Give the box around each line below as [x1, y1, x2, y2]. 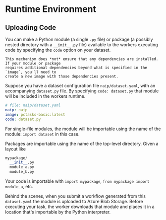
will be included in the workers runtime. [5, 93, 86, 99]
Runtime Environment [5, 3, 97, 15]
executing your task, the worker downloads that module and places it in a [5, 204, 155, 210]
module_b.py [9, 169, 35, 174]
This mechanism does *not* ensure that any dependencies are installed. [5, 57, 159, 62]
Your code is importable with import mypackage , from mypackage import [5, 178, 150, 184]
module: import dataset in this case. [5, 131, 80, 137]
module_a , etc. [5, 184, 33, 189]
